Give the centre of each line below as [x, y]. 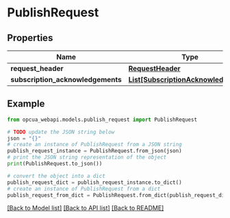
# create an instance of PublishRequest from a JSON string [95, 145]
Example [26, 104]
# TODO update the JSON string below [61, 132]
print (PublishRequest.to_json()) [55, 164]
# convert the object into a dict [56, 176]
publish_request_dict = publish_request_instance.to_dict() [95, 182]
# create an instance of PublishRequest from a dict [84, 189]
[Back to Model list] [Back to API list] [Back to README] [86, 208]
